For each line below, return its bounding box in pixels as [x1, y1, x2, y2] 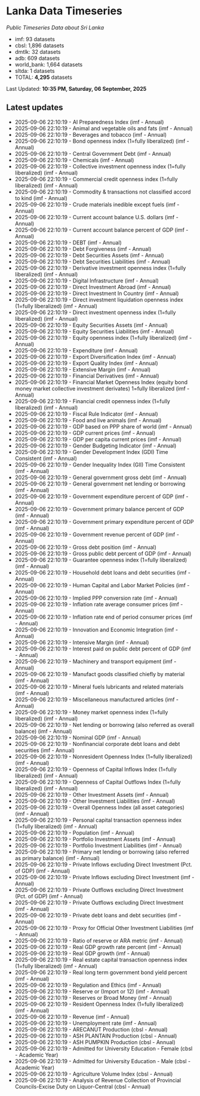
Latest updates [6, 103, 63, 113]
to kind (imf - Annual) [14, 194, 67, 201]
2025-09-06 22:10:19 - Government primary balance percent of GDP [14, 505, 184, 512]
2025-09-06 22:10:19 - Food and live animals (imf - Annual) [14, 416, 162, 423]
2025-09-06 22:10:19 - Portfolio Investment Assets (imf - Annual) [14, 835, 176, 843]
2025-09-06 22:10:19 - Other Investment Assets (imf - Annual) [14, 791, 169, 798]
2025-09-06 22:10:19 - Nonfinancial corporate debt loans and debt [14, 740, 180, 747]
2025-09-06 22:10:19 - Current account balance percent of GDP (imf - [14, 226, 189, 234]
